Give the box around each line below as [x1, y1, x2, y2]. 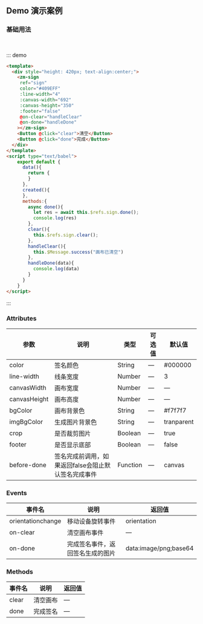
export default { [17, 159, 61, 165]
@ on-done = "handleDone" [19, 119, 77, 125]
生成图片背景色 [54, 417, 97, 426]
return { [28, 170, 50, 176]
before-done [9, 460, 47, 469]
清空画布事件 [67, 529, 104, 537]
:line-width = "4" [19, 91, 61, 98]
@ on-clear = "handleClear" [19, 114, 83, 120]
